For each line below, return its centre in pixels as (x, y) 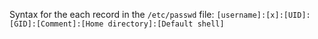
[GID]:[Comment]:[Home (56, 24)
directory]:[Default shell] (166, 24)
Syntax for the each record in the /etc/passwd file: (112, 14)
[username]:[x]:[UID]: (263, 15)
